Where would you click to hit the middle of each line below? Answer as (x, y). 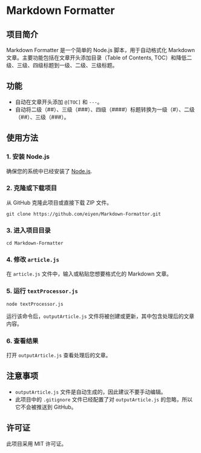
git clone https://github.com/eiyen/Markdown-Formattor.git (84, 214)
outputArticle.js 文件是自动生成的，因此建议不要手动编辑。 (91, 392)
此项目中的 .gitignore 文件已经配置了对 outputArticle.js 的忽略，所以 (104, 399)
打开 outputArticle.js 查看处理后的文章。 (59, 355)
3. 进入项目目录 (29, 230)
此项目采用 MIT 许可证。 (37, 443)
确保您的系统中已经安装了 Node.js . (49, 171)
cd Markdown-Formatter (35, 243)
